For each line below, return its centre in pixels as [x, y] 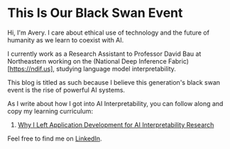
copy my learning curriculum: [50, 111]
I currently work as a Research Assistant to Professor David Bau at [104, 54]
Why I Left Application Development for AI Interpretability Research [116, 124]
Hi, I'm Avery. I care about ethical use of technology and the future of [108, 32]
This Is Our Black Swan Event [95, 13]
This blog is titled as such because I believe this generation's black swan [114, 82]
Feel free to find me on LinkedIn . [55, 138]
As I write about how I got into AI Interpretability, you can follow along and [115, 103]
